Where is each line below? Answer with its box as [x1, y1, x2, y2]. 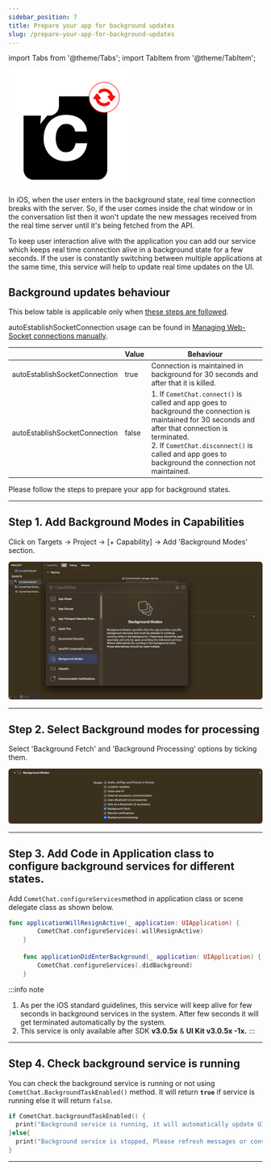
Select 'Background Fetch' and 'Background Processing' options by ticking [8, 744, 257, 754]
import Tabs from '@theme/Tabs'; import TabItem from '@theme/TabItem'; [8, 53, 256, 63]
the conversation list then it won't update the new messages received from [8, 212, 257, 222]
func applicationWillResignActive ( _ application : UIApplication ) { [8, 919, 240, 927]
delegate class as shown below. [8, 902, 115, 912]
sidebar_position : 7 [8, 13, 78, 21]
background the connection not [151, 458, 256, 468]
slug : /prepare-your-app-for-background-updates [8, 30, 175, 38]
